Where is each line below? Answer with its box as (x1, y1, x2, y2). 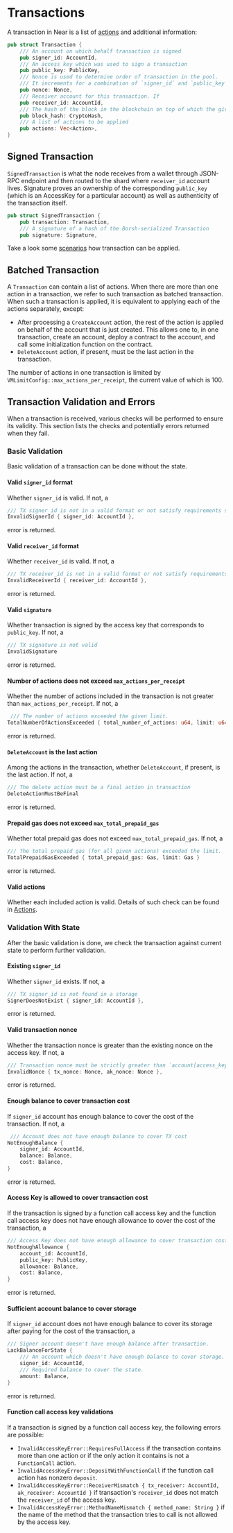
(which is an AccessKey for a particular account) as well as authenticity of (7, 191, 219, 199)
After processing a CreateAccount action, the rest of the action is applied (17, 318, 224, 327)
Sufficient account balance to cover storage (7, 1304, 137, 1312)
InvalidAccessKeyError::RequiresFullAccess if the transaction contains (17, 1443, 221, 1452)
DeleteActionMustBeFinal (7, 790, 79, 797)
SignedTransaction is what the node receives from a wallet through (7, 169, 198, 178)
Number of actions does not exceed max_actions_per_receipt (7, 677, 185, 685)
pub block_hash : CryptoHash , (19, 112, 104, 119)
